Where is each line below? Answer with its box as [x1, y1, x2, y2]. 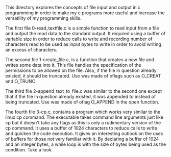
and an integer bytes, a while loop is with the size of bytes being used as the [5, 141, 166, 147]
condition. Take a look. [5, 147, 53, 152]
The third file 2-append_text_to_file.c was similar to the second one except [5, 88, 162, 94]
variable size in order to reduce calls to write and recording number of [5, 36, 153, 42]
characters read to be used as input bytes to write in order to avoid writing [5, 41, 162, 47]
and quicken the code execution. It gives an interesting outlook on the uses [5, 130, 163, 137]
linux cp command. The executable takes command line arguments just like [5, 114, 163, 120]
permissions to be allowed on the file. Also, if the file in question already [5, 67, 157, 73]
